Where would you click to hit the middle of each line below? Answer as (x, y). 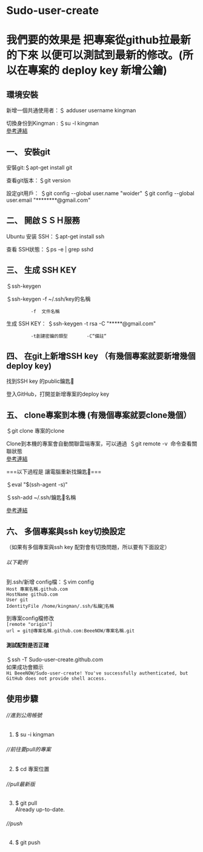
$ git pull (26, 803)
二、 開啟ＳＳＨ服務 (43, 221)
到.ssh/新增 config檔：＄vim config (50, 582)
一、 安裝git (28, 152)
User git (17, 600)
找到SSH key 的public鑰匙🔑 (40, 381)
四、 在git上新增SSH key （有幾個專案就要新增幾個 (101, 356)
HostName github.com (32, 594)
